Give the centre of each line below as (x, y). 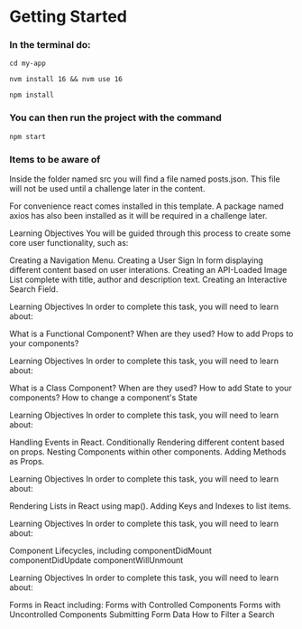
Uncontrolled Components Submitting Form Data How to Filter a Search (142, 615)
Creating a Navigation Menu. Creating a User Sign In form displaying (137, 260)
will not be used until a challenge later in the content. (107, 189)
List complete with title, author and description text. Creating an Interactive (148, 280)
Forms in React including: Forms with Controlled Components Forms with (145, 605)
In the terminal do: (50, 45)
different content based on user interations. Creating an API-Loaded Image (148, 270)
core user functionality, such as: (69, 243)
